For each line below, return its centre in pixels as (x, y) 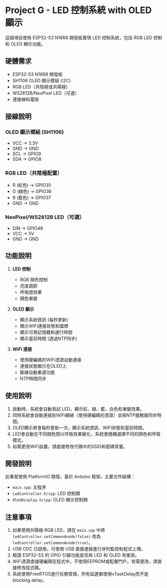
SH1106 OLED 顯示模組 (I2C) (41, 80)
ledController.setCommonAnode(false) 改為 (57, 536)
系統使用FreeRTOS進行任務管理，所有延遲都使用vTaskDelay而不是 (80, 574)
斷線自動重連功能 (37, 372)
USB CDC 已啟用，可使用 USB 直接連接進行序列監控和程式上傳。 (79, 549)
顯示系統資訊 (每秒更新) (44, 320)
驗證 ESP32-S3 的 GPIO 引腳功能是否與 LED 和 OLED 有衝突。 (76, 555)
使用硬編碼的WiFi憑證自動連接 (51, 360)
